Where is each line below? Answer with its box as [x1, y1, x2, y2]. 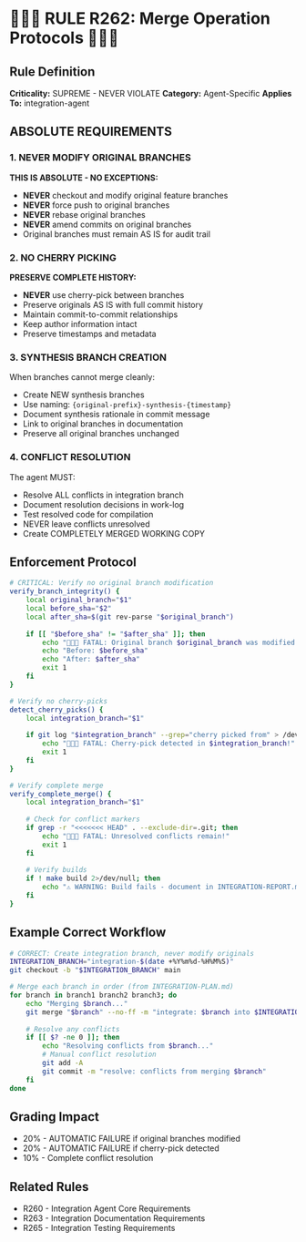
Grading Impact [9, 1109, 100, 1124]
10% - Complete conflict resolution [22, 1153, 154, 1164]
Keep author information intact [22, 318, 138, 329]
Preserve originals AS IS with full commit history [22, 299, 203, 310]
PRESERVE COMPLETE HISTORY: [9, 272, 137, 282]
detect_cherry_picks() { [9, 705, 104, 714]
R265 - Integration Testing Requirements [22, 1223, 176, 1234]
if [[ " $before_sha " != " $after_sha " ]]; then [25, 629, 206, 639]
